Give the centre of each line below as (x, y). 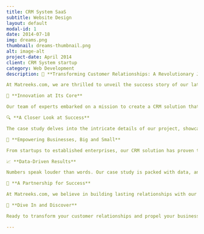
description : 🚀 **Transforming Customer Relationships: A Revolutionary (100, 74)
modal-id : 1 (21, 29)
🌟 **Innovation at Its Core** (45, 96)
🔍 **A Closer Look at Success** (48, 118)
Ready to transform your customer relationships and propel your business (103, 216)
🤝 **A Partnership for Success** (49, 183)
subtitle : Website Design (39, 18)
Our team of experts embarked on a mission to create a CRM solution (96, 107)
